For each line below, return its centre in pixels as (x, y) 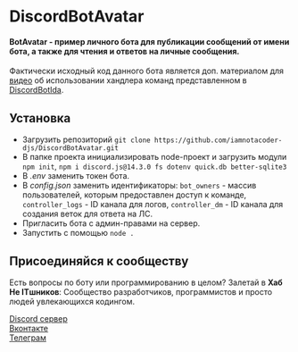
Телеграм (28, 338)
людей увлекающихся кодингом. (72, 302)
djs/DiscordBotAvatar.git (70, 148)
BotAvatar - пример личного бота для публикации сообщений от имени (149, 41)
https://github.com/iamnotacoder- (219, 140)
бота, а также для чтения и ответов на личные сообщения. (124, 51)
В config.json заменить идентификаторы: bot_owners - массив (139, 186)
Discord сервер (39, 319)
